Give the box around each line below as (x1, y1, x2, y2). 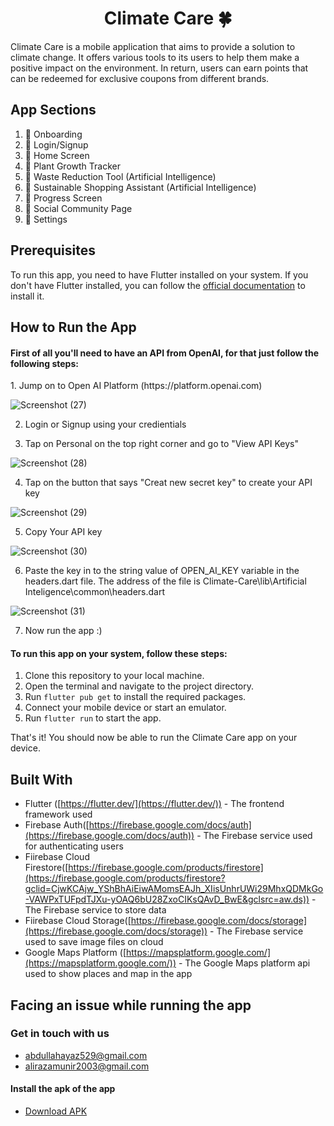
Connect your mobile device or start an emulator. (24, 702, 227, 714)
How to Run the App (10, 318, 137, 336)
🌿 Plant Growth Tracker (24, 160, 121, 172)
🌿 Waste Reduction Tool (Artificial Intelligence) (24, 170, 217, 182)
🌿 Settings (24, 213, 68, 225)
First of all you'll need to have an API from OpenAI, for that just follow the (10, 347, 319, 359)
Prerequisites (10, 242, 96, 259)
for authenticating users (24, 840, 124, 852)
